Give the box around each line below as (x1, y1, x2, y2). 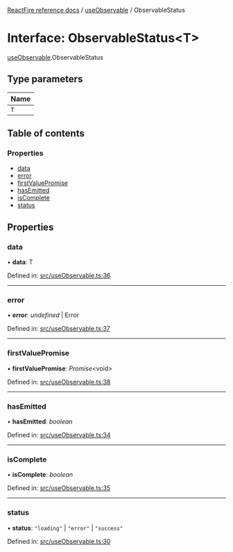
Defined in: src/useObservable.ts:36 (7, 271, 111, 280)
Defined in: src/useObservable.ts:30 (7, 537, 111, 545)
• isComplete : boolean (7, 471, 74, 479)
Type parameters (7, 73, 83, 86)
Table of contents (7, 128, 85, 140)
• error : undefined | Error (7, 311, 80, 319)
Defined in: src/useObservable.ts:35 (7, 484, 111, 492)
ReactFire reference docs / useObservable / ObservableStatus (7, 6, 186, 14)
